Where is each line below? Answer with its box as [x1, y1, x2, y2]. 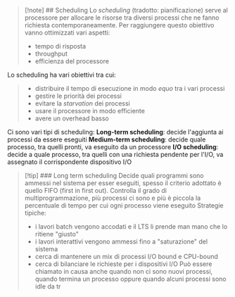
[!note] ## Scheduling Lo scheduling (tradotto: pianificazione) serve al [24, 6, 229, 14]
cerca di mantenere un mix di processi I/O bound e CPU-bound [34, 253, 218, 260]
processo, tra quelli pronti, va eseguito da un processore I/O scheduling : [7, 143, 219, 151]
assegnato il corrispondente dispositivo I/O [7, 158, 132, 166]
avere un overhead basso [34, 114, 109, 122]
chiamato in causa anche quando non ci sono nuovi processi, [34, 267, 213, 275]
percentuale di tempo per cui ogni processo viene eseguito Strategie [24, 201, 224, 210]
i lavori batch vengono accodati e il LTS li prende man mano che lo [34, 222, 228, 231]
